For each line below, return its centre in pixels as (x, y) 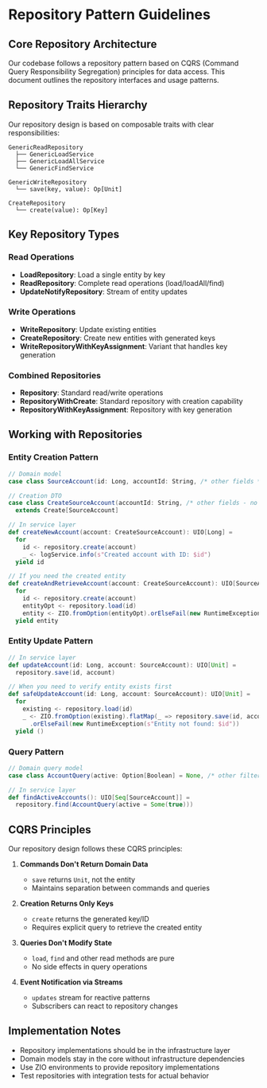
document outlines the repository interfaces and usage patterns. (114, 80)
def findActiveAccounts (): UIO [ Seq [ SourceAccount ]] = (99, 797)
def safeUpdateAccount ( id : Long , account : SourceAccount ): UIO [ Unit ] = (129, 695)
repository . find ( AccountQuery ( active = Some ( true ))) (104, 805)
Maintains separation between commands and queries (121, 888)
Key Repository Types (64, 235)
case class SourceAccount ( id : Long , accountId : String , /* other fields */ (136, 481)
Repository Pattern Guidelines (109, 15)
